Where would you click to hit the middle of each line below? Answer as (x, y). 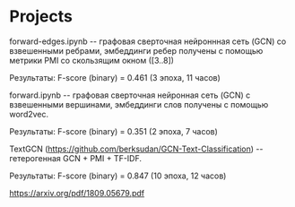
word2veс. (29, 114)
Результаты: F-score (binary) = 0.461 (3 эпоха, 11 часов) (115, 77)
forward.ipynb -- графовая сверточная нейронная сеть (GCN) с (130, 95)
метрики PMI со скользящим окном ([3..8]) (92, 60)
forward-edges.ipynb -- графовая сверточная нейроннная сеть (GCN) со (148, 41)
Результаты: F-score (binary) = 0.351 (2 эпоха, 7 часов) (113, 131)
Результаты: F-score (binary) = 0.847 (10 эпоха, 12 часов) (118, 176)
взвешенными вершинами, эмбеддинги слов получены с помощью (139, 104)
